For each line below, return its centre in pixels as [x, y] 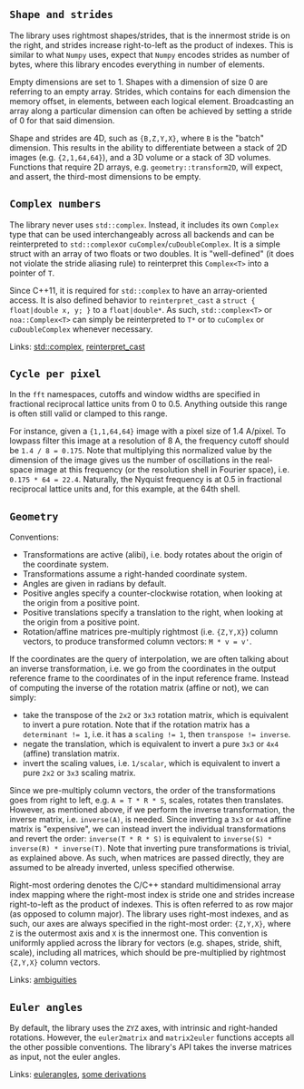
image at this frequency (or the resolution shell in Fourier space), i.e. [162, 470]
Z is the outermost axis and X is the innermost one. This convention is [138, 933]
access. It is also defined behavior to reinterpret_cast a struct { [132, 300]
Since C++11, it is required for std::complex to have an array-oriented [138, 290]
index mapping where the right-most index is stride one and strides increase [152, 895]
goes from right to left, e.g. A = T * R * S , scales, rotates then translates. [147, 800]
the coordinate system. [65, 564]
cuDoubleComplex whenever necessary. [81, 329]
